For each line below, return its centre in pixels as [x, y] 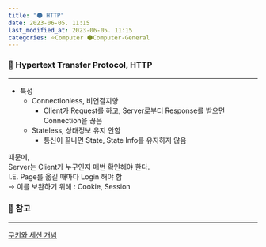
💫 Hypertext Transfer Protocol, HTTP [80, 65]
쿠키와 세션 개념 [33, 234]
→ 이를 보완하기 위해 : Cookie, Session [69, 186]
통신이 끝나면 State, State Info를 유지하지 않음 [115, 140]
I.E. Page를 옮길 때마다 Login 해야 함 [65, 176]
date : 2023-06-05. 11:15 [49, 23]
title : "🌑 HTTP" [36, 15]
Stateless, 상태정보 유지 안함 [76, 130]
